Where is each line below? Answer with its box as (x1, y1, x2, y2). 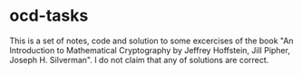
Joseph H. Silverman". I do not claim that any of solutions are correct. (9, 54, 269, 65)
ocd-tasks (9, 5, 89, 26)
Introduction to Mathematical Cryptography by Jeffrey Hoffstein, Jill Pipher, (9, 44, 290, 55)
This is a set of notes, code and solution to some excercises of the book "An (9, 35, 294, 46)
